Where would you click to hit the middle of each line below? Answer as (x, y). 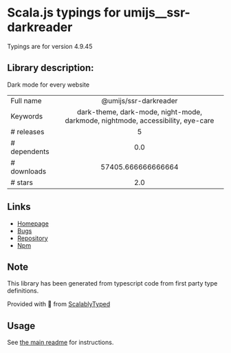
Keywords (27, 116)
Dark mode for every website (48, 85)
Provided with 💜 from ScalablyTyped (59, 304)
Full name (26, 100)
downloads (29, 171)
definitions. (23, 291)
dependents (30, 151)
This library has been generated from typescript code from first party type (112, 284)
